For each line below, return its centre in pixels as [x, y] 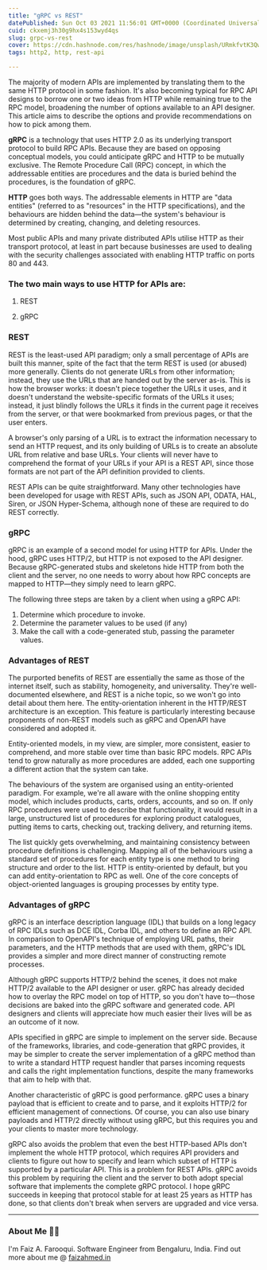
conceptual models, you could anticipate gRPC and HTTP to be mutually [126, 157]
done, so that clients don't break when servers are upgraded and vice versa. [133, 1203]
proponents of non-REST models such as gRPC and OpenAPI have [117, 720]
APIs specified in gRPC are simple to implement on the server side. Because [133, 1037]
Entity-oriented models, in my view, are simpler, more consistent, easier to [129, 744]
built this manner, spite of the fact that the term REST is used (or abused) [128, 363]
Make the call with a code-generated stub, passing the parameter [127, 631]
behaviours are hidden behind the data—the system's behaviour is [117, 214]
